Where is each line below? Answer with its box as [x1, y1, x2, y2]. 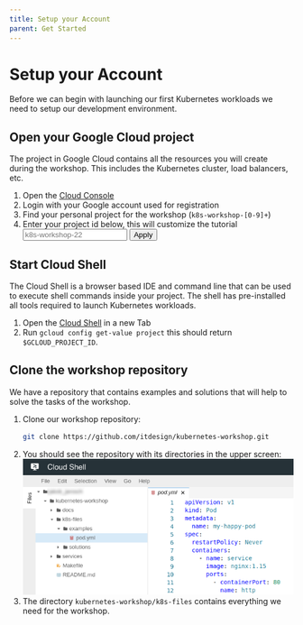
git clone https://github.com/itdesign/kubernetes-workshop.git [22, 432, 270, 441]
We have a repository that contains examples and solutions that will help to [9, 386, 288, 397]
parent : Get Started [9, 23, 87, 33]
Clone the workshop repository [9, 363, 188, 378]
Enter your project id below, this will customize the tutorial [22, 219, 238, 230]
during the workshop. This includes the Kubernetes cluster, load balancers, [9, 163, 289, 174]
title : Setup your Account [9, 14, 111, 23]
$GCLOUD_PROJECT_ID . [22, 336, 98, 347]
